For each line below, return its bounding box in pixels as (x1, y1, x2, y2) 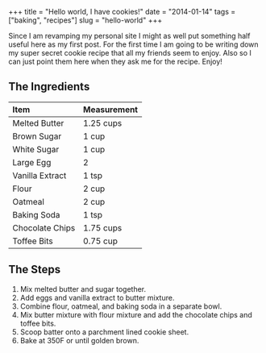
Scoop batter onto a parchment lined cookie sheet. (19, 326, 189, 337)
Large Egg (12, 156, 52, 168)
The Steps (8, 263, 61, 276)
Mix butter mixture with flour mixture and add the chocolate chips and (19, 309, 252, 319)
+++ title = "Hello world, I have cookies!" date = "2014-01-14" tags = (8, 7, 236, 16)
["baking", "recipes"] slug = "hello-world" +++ (8, 15, 163, 25)
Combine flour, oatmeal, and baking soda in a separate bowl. (19, 301, 222, 311)
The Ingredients (8, 80, 90, 93)
